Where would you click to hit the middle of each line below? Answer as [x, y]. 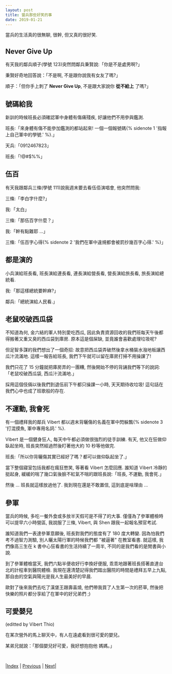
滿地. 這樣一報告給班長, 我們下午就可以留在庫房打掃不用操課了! [85, 356]
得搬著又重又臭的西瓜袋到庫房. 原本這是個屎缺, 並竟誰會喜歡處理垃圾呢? [81, 339]
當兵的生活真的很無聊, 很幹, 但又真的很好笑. [51, 35]
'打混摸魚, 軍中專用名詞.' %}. [35, 428]
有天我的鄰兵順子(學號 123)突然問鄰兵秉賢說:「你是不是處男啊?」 [74, 64]
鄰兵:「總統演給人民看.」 [32, 302]
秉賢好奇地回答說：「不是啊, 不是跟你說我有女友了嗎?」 [63, 76]
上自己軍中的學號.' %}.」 [31, 135]
